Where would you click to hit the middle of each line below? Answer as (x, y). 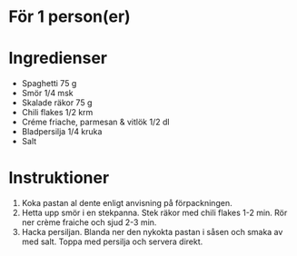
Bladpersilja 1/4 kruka (62, 132)
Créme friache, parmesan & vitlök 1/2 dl (95, 122)
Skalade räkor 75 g (57, 103)
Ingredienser (58, 59)
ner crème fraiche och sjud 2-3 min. (89, 222)
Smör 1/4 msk (47, 94)
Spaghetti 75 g (49, 84)
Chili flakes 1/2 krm (57, 113)
